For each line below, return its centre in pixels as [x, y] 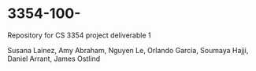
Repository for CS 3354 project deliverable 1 [79, 35]
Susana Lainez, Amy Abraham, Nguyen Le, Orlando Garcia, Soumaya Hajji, [128, 50]
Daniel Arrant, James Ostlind [54, 59]
